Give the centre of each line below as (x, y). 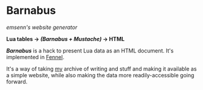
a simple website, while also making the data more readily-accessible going (100, 75)
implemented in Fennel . (35, 57)
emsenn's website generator (42, 27)
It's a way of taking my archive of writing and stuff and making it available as (101, 69)
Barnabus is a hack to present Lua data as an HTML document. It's (90, 50)
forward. (17, 82)
